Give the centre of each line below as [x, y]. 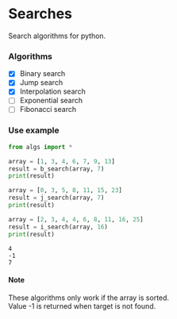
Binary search [42, 74]
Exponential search [51, 101]
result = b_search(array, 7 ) [56, 169]
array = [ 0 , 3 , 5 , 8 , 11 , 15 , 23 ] [65, 190]
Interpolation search [52, 91]
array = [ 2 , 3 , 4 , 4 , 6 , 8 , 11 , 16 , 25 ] [76, 219]
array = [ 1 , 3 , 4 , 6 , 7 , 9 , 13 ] [62, 161]
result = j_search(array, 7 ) [56, 198]
